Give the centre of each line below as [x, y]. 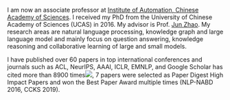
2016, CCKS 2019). [34, 89]
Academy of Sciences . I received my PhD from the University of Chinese [110, 17]
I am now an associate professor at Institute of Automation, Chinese [103, 10]
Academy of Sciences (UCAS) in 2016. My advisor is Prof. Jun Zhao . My [109, 24]
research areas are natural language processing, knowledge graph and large [115, 32]
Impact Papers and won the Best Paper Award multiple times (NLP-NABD [110, 82]
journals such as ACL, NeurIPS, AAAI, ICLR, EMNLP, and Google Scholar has [115, 67]
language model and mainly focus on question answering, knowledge [105, 39]
